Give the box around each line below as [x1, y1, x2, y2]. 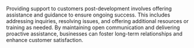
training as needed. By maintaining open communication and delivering [6, 24, 180, 31]
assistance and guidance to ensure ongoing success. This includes [6, 11, 170, 18]
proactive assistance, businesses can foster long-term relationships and [6, 30, 183, 37]
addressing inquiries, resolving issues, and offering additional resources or [6, 18, 189, 24]
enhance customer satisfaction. [6, 37, 84, 43]
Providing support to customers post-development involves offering [6, 5, 172, 12]
